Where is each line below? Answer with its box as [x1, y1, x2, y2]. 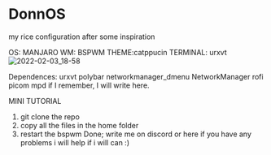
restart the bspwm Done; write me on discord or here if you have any [20, 129, 252, 139]
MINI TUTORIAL [8, 96, 62, 105]
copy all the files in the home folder [20, 120, 139, 130]
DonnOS [8, 5, 67, 24]
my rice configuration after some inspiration [8, 32, 155, 41]
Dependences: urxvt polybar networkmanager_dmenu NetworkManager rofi [8, 71, 264, 81]
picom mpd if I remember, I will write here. [8, 80, 150, 90]
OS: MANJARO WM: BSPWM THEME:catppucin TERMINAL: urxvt [8, 47, 227, 57]
